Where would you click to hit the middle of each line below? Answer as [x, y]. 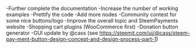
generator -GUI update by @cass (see [52, 33]
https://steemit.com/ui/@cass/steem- [145, 33]
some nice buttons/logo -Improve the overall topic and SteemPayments [92, 21]
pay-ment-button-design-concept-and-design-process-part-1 [81, 39]
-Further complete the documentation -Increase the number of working [92, 8]
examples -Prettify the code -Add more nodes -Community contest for [92, 14]
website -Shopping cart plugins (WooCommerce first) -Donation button [92, 27]
